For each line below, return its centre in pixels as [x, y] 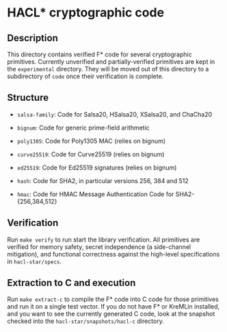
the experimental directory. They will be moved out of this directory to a [108, 69]
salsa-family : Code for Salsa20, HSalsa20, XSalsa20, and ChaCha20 [115, 114]
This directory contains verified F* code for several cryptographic [100, 54]
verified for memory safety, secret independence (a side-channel [99, 247]
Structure [28, 98]
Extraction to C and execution [71, 283]
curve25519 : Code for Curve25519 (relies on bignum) [91, 154]
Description [32, 38]
